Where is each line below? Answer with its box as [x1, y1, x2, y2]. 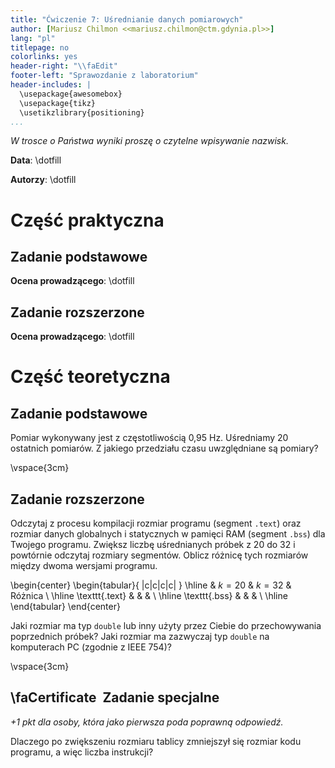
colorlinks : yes [10, 52, 78, 62]
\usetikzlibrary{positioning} [19, 107, 145, 118]
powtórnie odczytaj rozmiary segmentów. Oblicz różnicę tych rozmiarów [10, 549, 309, 561]
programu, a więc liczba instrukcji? [10, 746, 154, 758]
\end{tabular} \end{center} [10, 601, 121, 612]
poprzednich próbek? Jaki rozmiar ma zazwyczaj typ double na [10, 631, 270, 642]
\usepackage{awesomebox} [19, 89, 123, 99]
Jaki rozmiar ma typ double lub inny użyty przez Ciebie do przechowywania [10, 620, 322, 631]
